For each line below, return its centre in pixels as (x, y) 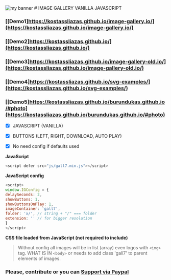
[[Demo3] (17, 61)
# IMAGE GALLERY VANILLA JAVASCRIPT (78, 8)
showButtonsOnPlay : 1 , (29, 204)
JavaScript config (25, 176)
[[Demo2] (17, 41)
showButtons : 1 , (22, 199)
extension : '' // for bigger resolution (49, 219)
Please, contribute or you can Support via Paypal (67, 272)
